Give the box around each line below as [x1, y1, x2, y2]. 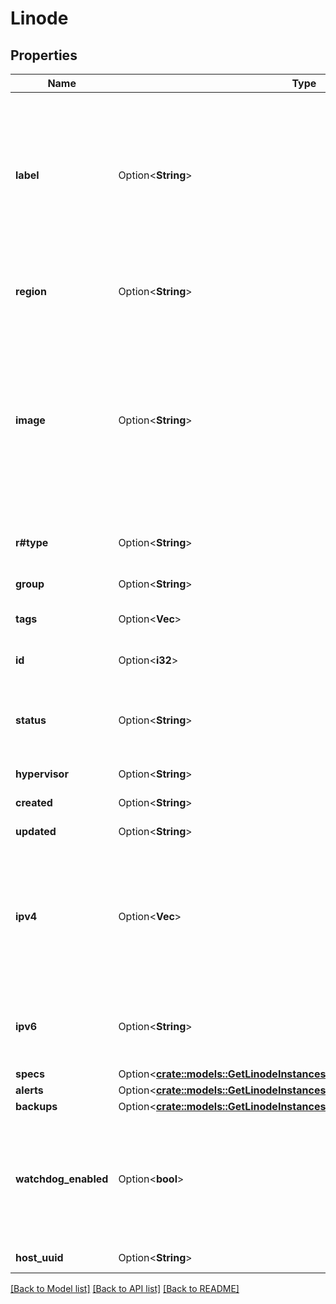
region [15, 285, 47, 298]
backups [15, 1100, 58, 1113]
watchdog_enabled [15, 1172, 109, 1186]
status [15, 713, 47, 727]
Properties [10, 47, 78, 64]
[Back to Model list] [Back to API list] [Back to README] [10, 1283, 240, 1294]
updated [15, 825, 57, 838]
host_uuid [15, 1251, 64, 1264]
